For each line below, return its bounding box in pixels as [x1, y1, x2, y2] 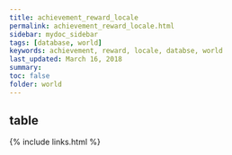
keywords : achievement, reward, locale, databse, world [9, 47, 223, 56]
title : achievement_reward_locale [9, 13, 139, 22]
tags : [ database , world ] [9, 38, 103, 47]
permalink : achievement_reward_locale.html [9, 22, 175, 30]
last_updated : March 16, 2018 [9, 55, 123, 64]
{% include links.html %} [9, 136, 101, 148]
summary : [9, 64, 42, 73]
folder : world [9, 80, 63, 89]
